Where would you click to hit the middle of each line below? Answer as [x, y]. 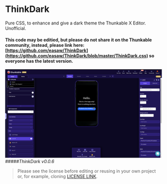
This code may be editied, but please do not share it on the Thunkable [79, 40]
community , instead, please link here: [45, 45]
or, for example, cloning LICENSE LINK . [57, 176]
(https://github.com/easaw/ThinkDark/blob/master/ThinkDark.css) [77, 55]
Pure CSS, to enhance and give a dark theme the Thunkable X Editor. [76, 23]
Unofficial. [16, 28]
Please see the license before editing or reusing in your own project [86, 171]
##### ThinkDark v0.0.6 [30, 161]
